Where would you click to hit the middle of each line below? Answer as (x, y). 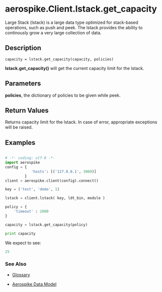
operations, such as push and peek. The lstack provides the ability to (74, 27)
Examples (20, 143)
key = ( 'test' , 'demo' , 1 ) (32, 189)
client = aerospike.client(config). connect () (52, 181)
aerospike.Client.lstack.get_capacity (81, 9)
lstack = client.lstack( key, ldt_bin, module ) (55, 198)
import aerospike (23, 163)
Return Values (27, 110)
